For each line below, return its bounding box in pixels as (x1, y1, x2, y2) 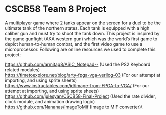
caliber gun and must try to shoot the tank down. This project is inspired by (5, 30, 160, 36)
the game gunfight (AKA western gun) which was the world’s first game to (5, 36, 158, 42)
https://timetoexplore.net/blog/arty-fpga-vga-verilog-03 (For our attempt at (5, 72, 161, 78)
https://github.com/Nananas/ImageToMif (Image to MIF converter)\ (5, 104, 143, 110)
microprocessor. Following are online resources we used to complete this (5, 46, 156, 52)
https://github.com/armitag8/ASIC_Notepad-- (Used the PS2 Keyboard (5, 61, 151, 67)
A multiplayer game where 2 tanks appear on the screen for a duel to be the (5, 20, 161, 26)
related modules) (5, 66, 40, 73)
